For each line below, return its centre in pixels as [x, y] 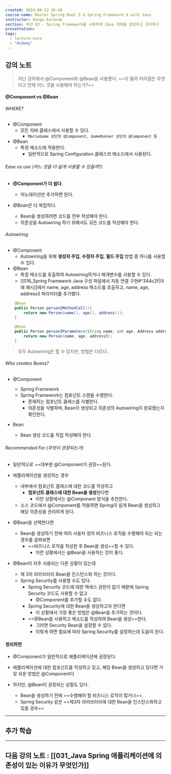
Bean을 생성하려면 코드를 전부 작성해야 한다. [64, 216]
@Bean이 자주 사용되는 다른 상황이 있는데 [54, 563]
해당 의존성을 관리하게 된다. [47, 512]
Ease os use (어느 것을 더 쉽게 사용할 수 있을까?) [54, 166]
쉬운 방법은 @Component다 [46, 674]
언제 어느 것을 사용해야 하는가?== [61, 85]
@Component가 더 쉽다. [38, 183]
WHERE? [15, 108]
